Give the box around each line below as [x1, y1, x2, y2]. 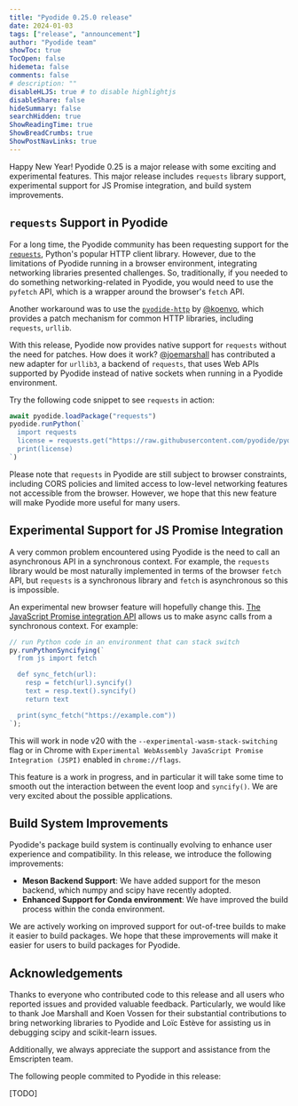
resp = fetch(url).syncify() [25, 679, 133, 688]
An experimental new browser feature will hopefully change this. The [9, 601, 262, 612]
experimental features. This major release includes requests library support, [9, 171, 286, 181]
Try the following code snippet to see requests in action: [9, 394, 215, 405]
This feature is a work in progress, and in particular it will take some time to [9, 771, 284, 782]
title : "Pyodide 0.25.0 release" [9, 12, 133, 22]
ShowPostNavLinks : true [9, 137, 98, 146]
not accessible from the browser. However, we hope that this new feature [9, 488, 278, 498]
